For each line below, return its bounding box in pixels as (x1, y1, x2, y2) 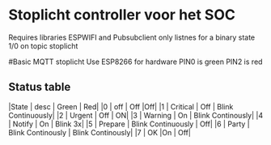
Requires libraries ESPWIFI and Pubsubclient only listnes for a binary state (8, 32, 256, 42)
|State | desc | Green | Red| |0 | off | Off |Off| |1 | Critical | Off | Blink (8, 101, 234, 111)
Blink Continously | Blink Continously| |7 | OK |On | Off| (8, 127, 192, 137)
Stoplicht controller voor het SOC (8, 6, 236, 24)
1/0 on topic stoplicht (8, 41, 78, 50)
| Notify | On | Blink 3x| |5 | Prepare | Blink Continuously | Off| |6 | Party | (8, 119, 250, 129)
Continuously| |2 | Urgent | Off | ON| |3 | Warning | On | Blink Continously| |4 (8, 110, 264, 120)
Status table (8, 80, 71, 94)
